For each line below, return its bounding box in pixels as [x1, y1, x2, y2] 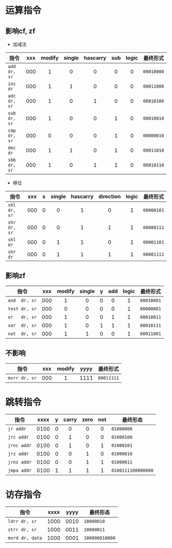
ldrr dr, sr [8, 518, 37, 524]
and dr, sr [8, 298, 37, 303]
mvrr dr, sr [8, 375, 37, 381]
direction [98, 193, 121, 200]
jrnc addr [8, 442, 32, 448]
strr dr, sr [8, 526, 37, 533]
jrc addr [8, 434, 29, 440]
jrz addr [8, 451, 29, 456]
